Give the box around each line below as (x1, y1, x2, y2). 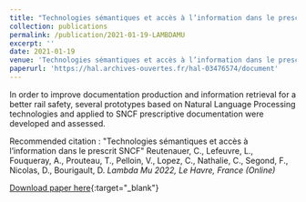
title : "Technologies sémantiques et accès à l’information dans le (9, 13, 275, 23)
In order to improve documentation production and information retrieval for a (9, 88, 297, 100)
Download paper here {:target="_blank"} (9, 182, 159, 193)
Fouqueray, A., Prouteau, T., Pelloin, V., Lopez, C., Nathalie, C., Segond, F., (9, 155, 289, 166)
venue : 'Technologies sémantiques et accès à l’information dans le (9, 56, 275, 65)
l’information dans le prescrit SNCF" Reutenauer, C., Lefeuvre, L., (9, 145, 253, 156)
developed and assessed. (9, 117, 107, 128)
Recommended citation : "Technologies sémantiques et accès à (9, 136, 249, 146)
